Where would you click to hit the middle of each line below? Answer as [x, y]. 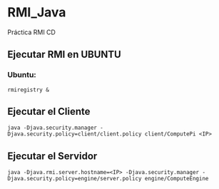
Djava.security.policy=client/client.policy [75, 134]
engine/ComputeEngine [177, 179]
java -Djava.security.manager [52, 128]
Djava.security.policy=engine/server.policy [75, 179]
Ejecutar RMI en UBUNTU [64, 55]
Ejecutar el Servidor [52, 156]
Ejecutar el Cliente [49, 112]
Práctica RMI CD [31, 32]
